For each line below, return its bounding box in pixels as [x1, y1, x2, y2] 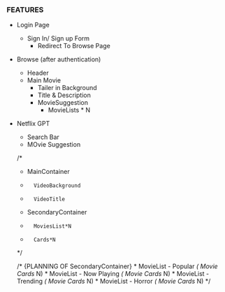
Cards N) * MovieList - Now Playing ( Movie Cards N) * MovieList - [16, 270, 210, 278]
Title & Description [37, 91, 92, 99]
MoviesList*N [33, 223, 71, 230]
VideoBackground [33, 182, 81, 189]
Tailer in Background [37, 84, 97, 92]
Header [27, 68, 50, 78]
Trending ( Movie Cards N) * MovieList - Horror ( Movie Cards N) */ [16, 277, 211, 286]
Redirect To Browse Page [37, 42, 111, 50]
